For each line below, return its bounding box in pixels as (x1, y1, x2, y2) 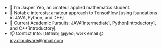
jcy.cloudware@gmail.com (9, 38, 64, 43)
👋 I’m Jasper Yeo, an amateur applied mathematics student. (9, 5, 131, 10)
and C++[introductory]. (9, 25, 57, 31)
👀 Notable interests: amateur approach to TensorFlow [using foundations (9, 10, 157, 16)
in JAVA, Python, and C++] (9, 15, 64, 20)
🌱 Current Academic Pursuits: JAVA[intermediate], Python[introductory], (9, 20, 156, 26)
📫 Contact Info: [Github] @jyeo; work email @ (9, 31, 104, 36)
